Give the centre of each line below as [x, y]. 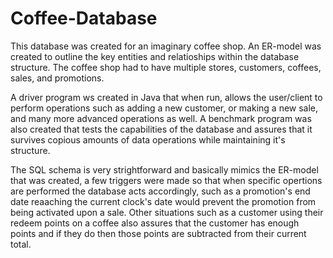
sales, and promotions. [57, 78]
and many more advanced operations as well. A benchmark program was [161, 118]
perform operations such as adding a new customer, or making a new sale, [164, 108]
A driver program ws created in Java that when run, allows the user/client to [166, 97]
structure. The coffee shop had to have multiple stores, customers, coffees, [166, 67]
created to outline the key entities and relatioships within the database [155, 56]
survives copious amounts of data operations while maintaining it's [148, 139]
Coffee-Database [84, 18]
